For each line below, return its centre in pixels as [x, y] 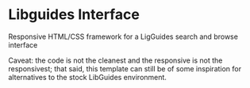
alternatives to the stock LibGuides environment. [87, 77]
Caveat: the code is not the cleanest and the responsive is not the [115, 60]
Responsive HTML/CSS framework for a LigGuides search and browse [123, 36]
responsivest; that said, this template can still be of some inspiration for [125, 68]
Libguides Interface [74, 15]
